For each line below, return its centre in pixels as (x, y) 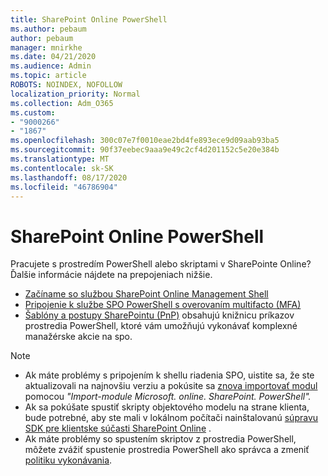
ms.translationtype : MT (60, 159)
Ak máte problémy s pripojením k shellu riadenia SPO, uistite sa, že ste (169, 375)
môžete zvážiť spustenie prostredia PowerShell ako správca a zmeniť (167, 450)
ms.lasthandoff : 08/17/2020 (69, 177)
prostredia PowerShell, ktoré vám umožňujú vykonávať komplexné (161, 326)
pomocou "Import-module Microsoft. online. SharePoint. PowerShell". (168, 397)
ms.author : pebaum (48, 29)
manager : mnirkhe (46, 47)
